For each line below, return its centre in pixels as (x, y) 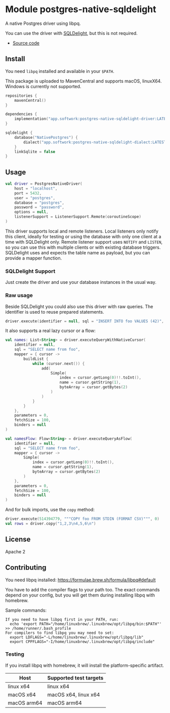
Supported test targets (75, 678)
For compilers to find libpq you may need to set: (60, 633)
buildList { (36, 359)
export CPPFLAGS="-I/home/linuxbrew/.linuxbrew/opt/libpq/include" (82, 642)
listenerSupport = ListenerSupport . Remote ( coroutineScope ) (78, 217)
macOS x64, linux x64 (74, 694)
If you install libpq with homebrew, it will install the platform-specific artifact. (85, 665)
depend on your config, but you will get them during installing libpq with (80, 595)
